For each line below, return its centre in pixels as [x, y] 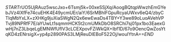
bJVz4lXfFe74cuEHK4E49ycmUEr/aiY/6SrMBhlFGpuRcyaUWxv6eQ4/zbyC [85, 13]
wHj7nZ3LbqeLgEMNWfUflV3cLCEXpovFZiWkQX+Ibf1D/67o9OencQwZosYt [85, 29]
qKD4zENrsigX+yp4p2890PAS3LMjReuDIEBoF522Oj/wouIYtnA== [75, 34]
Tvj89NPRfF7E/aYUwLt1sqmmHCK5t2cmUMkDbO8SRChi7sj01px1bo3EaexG [85, 23]
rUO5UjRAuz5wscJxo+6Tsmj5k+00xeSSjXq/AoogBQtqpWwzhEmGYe [93, 7]
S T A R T [13, 7]
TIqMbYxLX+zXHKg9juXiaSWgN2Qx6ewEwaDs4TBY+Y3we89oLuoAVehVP [85, 18]
